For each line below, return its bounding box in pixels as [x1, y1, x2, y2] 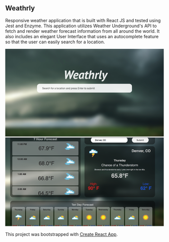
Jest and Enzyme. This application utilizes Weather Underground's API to [5, 23, 157, 29]
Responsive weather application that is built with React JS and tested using [5, 17, 161, 23]
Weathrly [5, 4, 35, 13]
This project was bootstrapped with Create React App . [5, 231, 118, 237]
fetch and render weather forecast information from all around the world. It [5, 28, 160, 34]
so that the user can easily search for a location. [5, 39, 105, 45]
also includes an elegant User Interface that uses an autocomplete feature [5, 33, 159, 39]
